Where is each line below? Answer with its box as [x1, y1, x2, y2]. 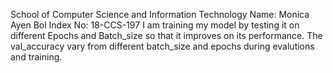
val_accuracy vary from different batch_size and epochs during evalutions [10, 40, 315, 52]
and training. [10, 51, 63, 63]
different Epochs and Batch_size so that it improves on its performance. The [10, 30, 323, 41]
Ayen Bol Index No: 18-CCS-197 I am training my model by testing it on [10, 19, 300, 31]
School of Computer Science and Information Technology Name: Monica [10, 9, 310, 20]
